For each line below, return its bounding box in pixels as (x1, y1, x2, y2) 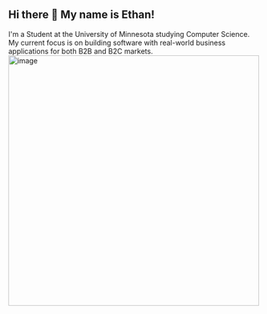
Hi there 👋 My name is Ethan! (8, 8, 155, 22)
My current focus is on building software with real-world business (8, 38, 226, 47)
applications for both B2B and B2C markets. (8, 46, 154, 56)
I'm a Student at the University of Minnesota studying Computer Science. (8, 29, 250, 38)
